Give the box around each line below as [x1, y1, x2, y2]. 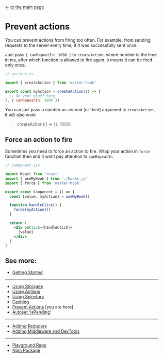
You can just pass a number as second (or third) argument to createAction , [5, 107, 155, 113]
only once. [5, 62, 26, 68]
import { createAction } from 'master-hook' [5, 80, 97, 85]
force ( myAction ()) [14, 207, 51, 212]
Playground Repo [12, 342, 47, 348]
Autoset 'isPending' [12, 309, 51, 315]
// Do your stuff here [9, 93, 55, 99]
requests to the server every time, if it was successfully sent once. [5, 42, 138, 48]
